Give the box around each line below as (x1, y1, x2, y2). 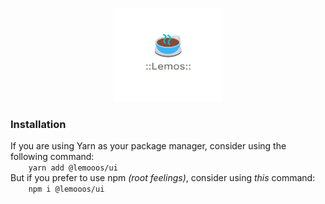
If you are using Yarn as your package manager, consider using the (10, 140, 287, 152)
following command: (10, 151, 95, 163)
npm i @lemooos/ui (28, 184, 105, 195)
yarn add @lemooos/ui (28, 163, 118, 173)
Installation (10, 117, 67, 131)
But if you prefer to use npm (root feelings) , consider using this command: (10, 172, 316, 184)
